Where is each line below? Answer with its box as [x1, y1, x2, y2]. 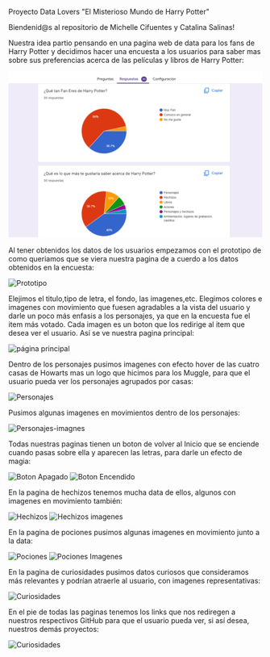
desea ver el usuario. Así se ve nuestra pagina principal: [8, 328, 195, 337]
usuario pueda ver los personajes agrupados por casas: [8, 376, 193, 386]
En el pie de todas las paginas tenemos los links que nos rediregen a [8, 607, 236, 617]
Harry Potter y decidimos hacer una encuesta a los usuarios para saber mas [8, 47, 261, 56]
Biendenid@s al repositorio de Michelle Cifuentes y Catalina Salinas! [8, 23, 235, 31]
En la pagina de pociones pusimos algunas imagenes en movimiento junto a [8, 527, 260, 537]
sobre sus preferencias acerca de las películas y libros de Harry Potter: [8, 56, 244, 65]
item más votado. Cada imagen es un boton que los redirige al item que [8, 319, 246, 329]
